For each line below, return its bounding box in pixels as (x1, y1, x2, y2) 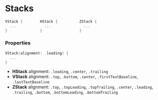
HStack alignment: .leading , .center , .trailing (12, 69, 108, 75)
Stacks (5, 3, 34, 14)
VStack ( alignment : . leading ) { (5, 51, 69, 56)
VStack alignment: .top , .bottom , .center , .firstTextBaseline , (12, 74, 138, 80)
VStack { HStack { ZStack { (5, 19, 97, 24)
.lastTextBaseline (12, 80, 50, 85)
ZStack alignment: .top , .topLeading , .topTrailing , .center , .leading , (12, 84, 154, 90)
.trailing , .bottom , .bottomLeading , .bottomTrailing (12, 89, 118, 95)
